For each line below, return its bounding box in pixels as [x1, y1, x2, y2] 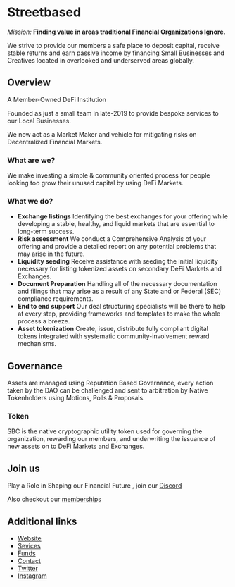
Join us [7, 462, 40, 474]
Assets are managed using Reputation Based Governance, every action [7, 378, 214, 388]
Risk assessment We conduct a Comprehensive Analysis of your [17, 235, 206, 243]
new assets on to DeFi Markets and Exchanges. [7, 442, 145, 451]
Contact [17, 557, 41, 565]
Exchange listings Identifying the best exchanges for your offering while [17, 212, 229, 221]
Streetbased [7, 4, 82, 20]
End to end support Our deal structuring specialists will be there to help [17, 302, 227, 311]
